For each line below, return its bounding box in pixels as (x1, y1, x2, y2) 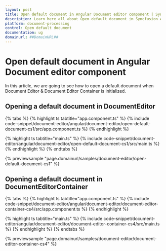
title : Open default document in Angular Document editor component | (5, 12, 154, 17)
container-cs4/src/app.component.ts (5, 206, 81, 212)
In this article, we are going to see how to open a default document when (5, 82, 154, 89)
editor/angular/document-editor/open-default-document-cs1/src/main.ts (5, 141, 153, 146)
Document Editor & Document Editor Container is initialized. (5, 88, 126, 94)
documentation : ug (5, 30, 43, 35)
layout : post (5, 7, 32, 12)
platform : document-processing (5, 21, 70, 26)
